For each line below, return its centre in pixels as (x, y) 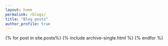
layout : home (19, 10)
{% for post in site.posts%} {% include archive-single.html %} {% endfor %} (84, 38)
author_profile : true (28, 24)
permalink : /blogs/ (26, 14)
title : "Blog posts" (27, 19)
